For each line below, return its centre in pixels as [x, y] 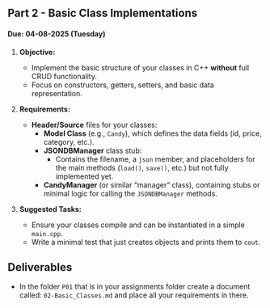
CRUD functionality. [64, 76]
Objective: [37, 52]
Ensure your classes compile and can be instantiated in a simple [138, 225]
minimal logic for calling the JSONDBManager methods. [130, 193]
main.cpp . [47, 233]
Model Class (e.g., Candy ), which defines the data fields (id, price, [152, 133]
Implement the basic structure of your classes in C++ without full [140, 67]
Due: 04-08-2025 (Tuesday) [57, 34]
